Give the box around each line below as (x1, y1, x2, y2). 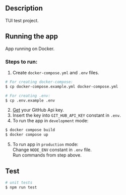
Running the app (5, 32, 58, 41)
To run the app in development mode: (12, 118, 89, 124)
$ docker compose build (5, 127, 55, 133)
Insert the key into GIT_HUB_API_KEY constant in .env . (12, 112, 121, 118)
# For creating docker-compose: (5, 79, 73, 84)
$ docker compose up (5, 132, 49, 137)
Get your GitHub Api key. (12, 107, 65, 113)
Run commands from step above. (12, 152, 82, 158)
